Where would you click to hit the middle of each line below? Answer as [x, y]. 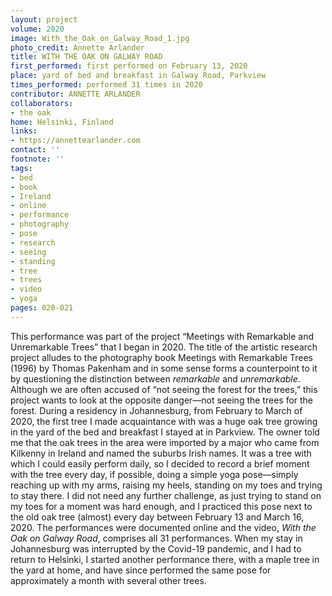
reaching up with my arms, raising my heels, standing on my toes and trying [166, 485]
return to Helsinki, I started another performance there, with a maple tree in [165, 559]
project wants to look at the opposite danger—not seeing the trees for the [162, 400]
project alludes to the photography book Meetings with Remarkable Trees [161, 357]
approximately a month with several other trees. [108, 580]
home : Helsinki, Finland [62, 122]
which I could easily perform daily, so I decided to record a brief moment [160, 463]
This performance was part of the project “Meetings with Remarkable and [162, 336]
